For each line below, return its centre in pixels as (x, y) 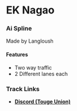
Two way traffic (33, 67)
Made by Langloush (30, 41)
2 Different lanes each (41, 74)
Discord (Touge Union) (43, 101)
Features (17, 55)
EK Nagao (30, 10)
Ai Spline (19, 29)
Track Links (23, 89)
